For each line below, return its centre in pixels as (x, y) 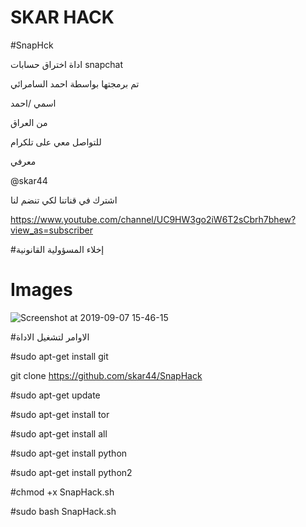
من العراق (29, 122)
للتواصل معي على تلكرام (56, 142)
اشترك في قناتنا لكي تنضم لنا (64, 200)
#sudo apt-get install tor (60, 414)
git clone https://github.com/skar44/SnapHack (106, 375)
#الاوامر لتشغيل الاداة (50, 337)
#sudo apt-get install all (59, 433)
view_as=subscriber (51, 230)
